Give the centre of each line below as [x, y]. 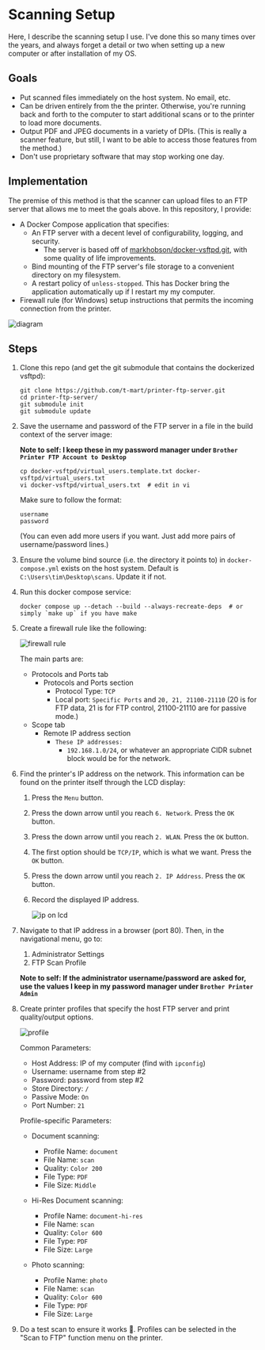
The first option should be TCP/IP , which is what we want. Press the [141, 852]
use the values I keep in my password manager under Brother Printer [136, 987]
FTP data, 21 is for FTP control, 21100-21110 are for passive [151, 708]
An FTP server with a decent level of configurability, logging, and [137, 232]
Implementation [48, 181]
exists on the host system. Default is [120, 568]
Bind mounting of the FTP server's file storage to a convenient [133, 266]
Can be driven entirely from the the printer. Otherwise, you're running [132, 105]
